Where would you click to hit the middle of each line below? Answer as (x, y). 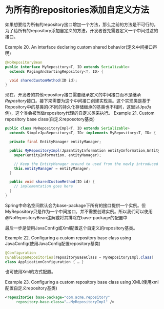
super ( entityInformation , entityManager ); (58, 155)
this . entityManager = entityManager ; (52, 168)
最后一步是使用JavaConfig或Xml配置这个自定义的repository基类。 (71, 228)
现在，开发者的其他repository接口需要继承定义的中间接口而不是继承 (73, 95)
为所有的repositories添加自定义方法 (77, 10)
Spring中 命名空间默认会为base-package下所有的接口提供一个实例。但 (75, 205)
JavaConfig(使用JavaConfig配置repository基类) (53, 243)
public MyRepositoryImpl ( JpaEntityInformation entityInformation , (78, 150)
